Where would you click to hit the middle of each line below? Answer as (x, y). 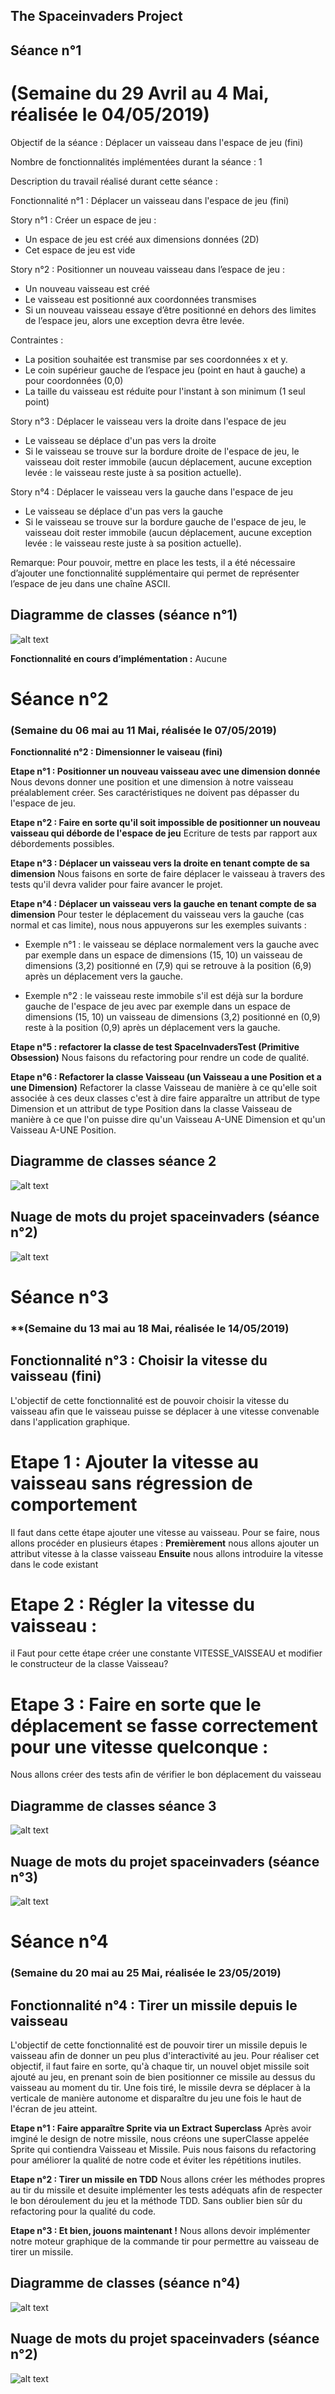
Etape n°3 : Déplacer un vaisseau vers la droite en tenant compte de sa (160, 863)
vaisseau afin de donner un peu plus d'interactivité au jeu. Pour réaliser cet (165, 2055)
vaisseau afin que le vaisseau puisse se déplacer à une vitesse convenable (165, 1411)
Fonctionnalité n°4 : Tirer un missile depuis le (154, 2005)
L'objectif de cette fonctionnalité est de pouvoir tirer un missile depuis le (159, 2045)
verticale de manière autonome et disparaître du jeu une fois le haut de (156, 2098)
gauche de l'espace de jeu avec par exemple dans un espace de (157, 1006)
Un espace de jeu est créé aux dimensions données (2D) (142, 239)
